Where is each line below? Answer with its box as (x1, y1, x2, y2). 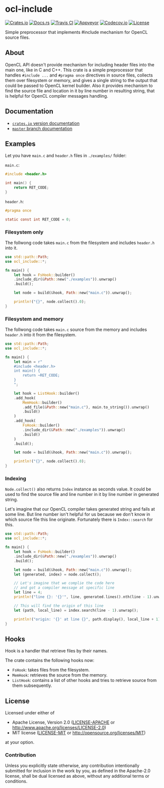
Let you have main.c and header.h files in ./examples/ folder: (5, 153, 127, 159)
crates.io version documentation (12, 120, 80, 126)
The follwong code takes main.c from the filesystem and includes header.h (5, 240, 155, 245)
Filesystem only (5, 228, 44, 235)
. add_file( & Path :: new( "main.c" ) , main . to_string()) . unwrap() (22, 405, 150, 409)
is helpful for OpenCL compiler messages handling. (5, 93, 108, 99)
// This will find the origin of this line (14, 603, 104, 608)
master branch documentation (12, 125, 72, 131)
